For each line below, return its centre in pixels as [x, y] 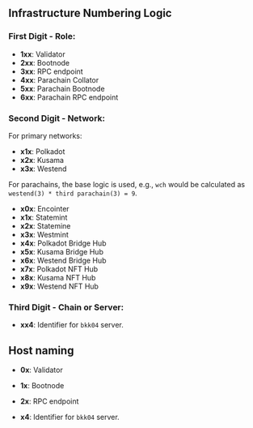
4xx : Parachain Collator [59, 79]
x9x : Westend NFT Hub [59, 286]
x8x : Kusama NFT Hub [58, 277]
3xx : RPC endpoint [51, 71]
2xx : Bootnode [45, 62]
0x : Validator [41, 370]
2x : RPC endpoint [49, 401]
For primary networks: [45, 135]
